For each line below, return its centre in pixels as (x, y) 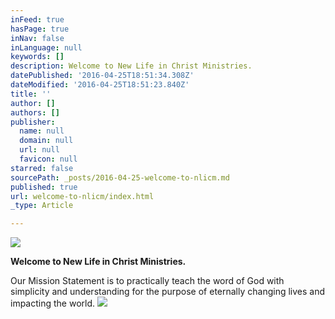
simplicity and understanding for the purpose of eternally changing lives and (168, 292)
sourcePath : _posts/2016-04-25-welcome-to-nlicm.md (120, 177)
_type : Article (42, 206)
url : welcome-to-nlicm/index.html (82, 196)
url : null (39, 150)
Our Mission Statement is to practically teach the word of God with (147, 281)
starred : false (42, 168)
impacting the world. (53, 303)
